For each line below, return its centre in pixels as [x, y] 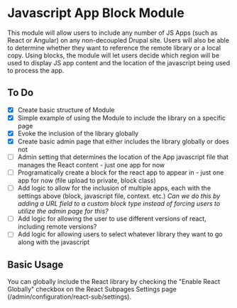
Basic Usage [35, 264]
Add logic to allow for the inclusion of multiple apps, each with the [114, 188]
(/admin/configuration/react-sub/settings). [70, 297]
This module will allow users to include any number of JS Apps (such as [112, 33]
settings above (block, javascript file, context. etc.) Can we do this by [119, 196]
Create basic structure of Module [66, 110]
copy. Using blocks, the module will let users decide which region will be [114, 55]
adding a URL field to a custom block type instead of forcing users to [119, 204]
